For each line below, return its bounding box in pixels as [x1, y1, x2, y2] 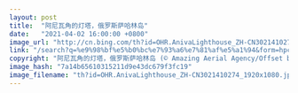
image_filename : [9, 71, 69, 80]
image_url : [9, 37, 50, 47]
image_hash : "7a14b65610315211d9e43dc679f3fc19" [9, 63, 192, 72]
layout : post [9, 12, 58, 22]
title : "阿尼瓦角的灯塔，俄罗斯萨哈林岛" [9, 21, 148, 30]
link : [9, 46, 29, 55]
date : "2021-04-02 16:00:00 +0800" [9, 29, 149, 38]
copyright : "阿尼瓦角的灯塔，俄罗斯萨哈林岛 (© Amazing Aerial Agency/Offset [9, 54, 284, 63]
